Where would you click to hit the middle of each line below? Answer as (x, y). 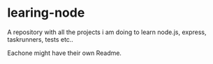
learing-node (46, 13)
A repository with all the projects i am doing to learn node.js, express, (107, 32)
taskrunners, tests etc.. (40, 39)
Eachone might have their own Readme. (65, 53)
